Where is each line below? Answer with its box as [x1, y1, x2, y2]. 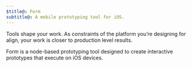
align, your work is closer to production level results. [6, 36, 133, 43]
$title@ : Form [6, 8, 41, 15]
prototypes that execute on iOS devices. [6, 54, 103, 61]
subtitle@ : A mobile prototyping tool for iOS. [6, 14, 125, 20]
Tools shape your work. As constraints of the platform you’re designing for [6, 30, 186, 37]
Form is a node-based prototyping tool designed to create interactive [6, 48, 173, 55]
